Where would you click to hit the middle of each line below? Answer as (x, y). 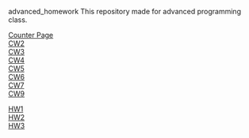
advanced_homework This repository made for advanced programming (125, 11)
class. (18, 20)
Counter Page (31, 35)
